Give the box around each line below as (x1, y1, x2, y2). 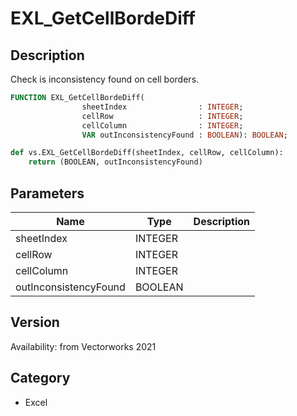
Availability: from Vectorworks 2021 (10, 340, 157, 352)
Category (10, 370, 71, 387)
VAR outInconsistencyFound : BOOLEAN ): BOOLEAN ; (81, 130, 288, 140)
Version (10, 314, 60, 331)
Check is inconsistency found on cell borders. (10, 73, 200, 85)
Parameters (10, 185, 85, 202)
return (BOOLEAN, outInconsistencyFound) (28, 157, 203, 167)
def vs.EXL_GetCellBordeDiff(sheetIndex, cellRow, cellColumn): (10, 148, 284, 158)
